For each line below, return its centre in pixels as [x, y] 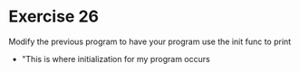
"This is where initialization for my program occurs [116, 59]
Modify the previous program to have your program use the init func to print [150, 41]
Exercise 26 [53, 17]
